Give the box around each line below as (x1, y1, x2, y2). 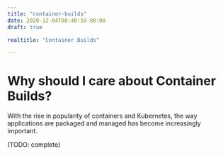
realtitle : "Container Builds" (7, 36, 100, 43)
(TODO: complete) (7, 140, 61, 149)
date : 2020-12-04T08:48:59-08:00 (7, 17, 106, 24)
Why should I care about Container (7, 73, 217, 89)
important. (7, 127, 38, 135)
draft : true (7, 23, 42, 30)
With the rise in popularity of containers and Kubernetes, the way (7, 111, 198, 121)
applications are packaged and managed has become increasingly (7, 119, 202, 128)
